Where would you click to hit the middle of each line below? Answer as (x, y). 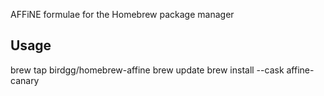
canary (25, 80)
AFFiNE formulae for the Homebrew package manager (122, 14)
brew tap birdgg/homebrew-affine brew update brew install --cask (147, 70)
